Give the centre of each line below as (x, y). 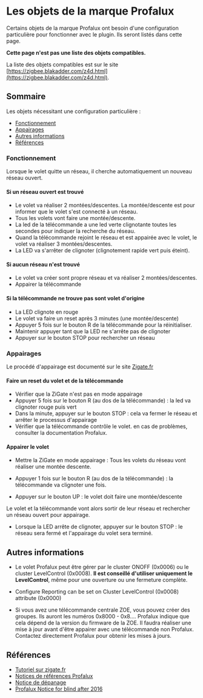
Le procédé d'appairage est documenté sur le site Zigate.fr (80, 367)
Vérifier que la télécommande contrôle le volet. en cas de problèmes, (101, 426)
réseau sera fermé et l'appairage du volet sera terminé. (84, 533)
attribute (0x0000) (38, 598)
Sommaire (26, 96)
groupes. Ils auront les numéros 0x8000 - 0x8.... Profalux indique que (102, 617)
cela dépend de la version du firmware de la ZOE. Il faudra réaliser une (103, 623)
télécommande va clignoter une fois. (61, 485)
